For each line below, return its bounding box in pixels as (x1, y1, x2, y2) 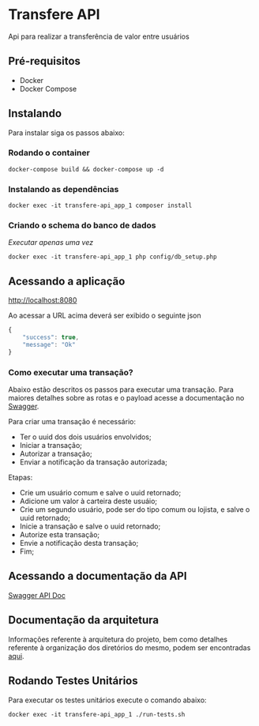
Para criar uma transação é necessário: (8, 417, 137, 427)
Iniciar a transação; (19, 441, 83, 450)
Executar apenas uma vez (8, 238, 94, 247)
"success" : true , (22, 333, 80, 341)
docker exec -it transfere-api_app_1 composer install (8, 201, 193, 210)
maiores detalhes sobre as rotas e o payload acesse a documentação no (8, 393, 245, 403)
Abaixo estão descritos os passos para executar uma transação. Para (8, 385, 235, 394)
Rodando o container (8, 148, 91, 159)
